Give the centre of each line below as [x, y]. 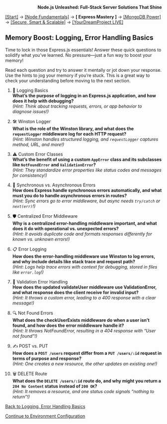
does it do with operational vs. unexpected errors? [66, 228]
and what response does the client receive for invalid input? [76, 292]
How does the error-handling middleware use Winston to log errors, [84, 256]
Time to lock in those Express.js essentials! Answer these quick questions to [83, 50]
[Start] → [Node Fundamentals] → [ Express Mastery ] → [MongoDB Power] [83, 17]
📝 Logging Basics [30, 90]
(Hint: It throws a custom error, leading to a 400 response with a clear [84, 297]
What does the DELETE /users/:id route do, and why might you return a [87, 381]
